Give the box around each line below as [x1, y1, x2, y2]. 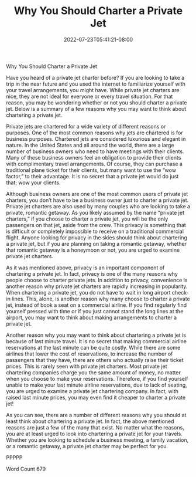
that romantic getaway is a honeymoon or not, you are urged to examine [6, 246, 180, 253]
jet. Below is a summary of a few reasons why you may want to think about [6, 105, 187, 112]
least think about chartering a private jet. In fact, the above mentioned [6, 418, 174, 425]
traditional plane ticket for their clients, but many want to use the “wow [6, 166, 177, 174]
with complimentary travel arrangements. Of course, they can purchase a [6, 160, 183, 167]
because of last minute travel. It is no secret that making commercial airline [6, 337, 187, 344]
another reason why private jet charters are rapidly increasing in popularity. [6, 283, 188, 290]
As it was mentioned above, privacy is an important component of [6, 264, 165, 271]
